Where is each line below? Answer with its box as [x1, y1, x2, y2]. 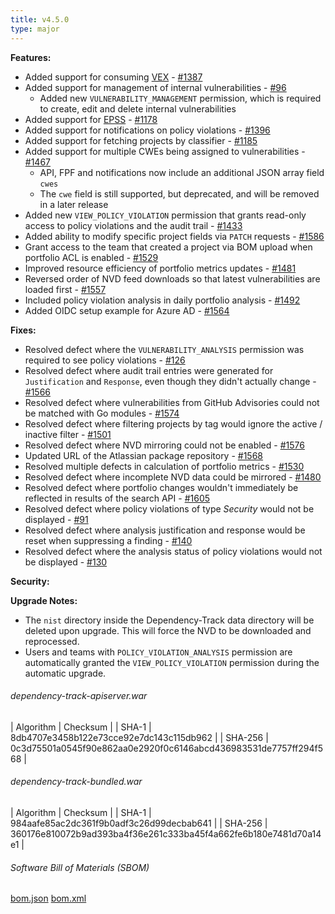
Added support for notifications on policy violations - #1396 [24, 124, 271, 136]
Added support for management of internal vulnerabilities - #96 [24, 81, 287, 93]
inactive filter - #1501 [24, 428, 112, 440]
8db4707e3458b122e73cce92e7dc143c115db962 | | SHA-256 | [10, 731, 269, 743]
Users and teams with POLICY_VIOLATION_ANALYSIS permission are [24, 646, 293, 658]
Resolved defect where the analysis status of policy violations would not [24, 545, 323, 557]
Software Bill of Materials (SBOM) [10, 861, 150, 873]
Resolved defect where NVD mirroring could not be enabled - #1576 [24, 439, 305, 451]
